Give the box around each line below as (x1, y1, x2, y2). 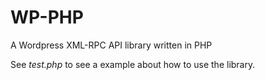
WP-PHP (10, 6, 84, 29)
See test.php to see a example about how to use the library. (10, 58, 256, 70)
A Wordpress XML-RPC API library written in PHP (10, 39, 213, 51)
